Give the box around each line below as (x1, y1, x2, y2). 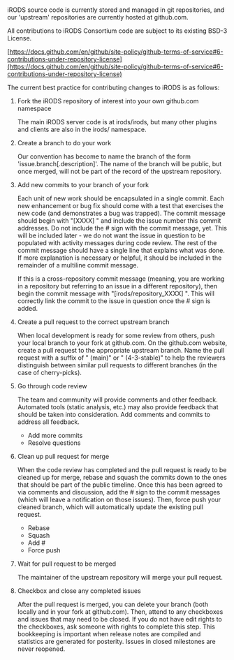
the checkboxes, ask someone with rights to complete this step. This (17, 622, 215, 631)
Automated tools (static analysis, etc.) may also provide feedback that (17, 403, 219, 411)
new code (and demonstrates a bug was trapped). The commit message (17, 209, 226, 218)
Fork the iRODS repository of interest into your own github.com (17, 97, 199, 105)
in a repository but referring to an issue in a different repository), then (17, 282, 218, 291)
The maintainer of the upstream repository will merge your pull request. (17, 573, 224, 582)
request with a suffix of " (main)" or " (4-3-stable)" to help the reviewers (17, 353, 226, 362)
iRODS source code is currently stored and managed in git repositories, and (7, 6, 225, 14)
